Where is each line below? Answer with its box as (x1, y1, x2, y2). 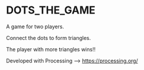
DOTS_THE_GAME (6, 4, 96, 17)
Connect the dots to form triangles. (6, 34, 91, 41)
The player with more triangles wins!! (6, 45, 96, 53)
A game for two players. (6, 23, 65, 30)
